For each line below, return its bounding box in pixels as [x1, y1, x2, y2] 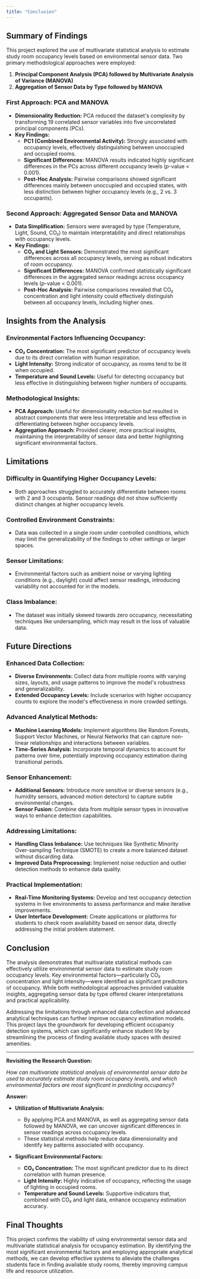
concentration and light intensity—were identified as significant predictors [6, 978, 188, 985]
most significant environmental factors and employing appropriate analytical [6, 1249, 193, 1256]
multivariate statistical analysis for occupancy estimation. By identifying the [6, 1242, 192, 1249]
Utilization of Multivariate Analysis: [14, 1104, 104, 1112]
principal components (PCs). [14, 125, 85, 132]
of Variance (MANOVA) [14, 77, 74, 84]
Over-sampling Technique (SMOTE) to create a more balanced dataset [14, 847, 188, 854]
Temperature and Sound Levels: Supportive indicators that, [23, 1190, 171, 1197]
